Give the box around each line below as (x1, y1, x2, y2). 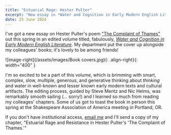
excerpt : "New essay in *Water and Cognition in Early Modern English (5, 12, 158, 17)
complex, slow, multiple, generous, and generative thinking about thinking (5, 77, 160, 84)
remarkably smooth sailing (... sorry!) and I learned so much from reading (5, 93, 159, 99)
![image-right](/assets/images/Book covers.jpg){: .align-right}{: (5, 57, 138, 63)
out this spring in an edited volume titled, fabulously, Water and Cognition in (5, 36, 164, 42)
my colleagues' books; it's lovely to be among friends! (5, 47, 119, 53)
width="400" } (5, 62, 36, 69)
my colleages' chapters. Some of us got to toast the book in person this (5, 99, 155, 105)
